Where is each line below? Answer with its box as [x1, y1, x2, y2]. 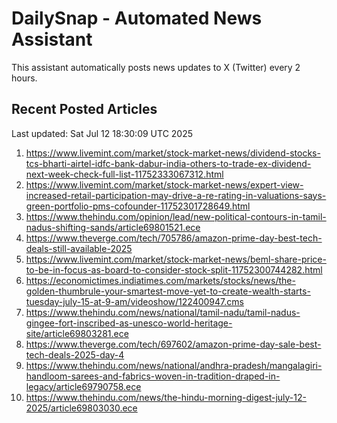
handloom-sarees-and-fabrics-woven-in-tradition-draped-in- [25, 370, 281, 382]
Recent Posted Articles [11, 101, 158, 118]
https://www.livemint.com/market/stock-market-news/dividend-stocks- [25, 147, 321, 159]
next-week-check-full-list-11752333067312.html [25, 168, 224, 180]
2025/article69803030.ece [25, 402, 138, 414]
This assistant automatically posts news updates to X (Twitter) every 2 [11, 61, 301, 73]
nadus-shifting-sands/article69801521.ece [25, 221, 201, 233]
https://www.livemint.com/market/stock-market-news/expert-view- [25, 178, 304, 191]
